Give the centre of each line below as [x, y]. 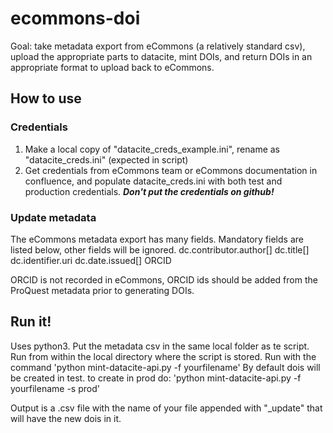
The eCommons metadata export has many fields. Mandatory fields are [157, 239]
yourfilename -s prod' [55, 388]
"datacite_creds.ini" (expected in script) [106, 159]
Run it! [31, 322]
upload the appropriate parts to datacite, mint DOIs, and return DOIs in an [161, 56]
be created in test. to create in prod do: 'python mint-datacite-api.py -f [156, 378]
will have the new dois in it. [66, 418]
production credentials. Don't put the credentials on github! [149, 191]
